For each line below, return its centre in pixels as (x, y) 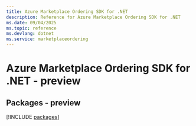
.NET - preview (43, 81)
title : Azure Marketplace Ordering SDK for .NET (67, 12)
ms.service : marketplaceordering (47, 39)
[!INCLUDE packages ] (33, 117)
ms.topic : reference (32, 28)
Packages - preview (43, 103)
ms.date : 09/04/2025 (32, 22)
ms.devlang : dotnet (30, 34)
